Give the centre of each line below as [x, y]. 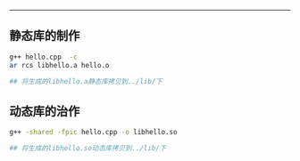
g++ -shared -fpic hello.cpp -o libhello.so [93, 133]
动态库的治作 [45, 111]
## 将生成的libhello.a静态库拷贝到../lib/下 [86, 81]
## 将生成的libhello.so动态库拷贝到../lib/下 [88, 149]
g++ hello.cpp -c [43, 57]
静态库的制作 [45, 36]
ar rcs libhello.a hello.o [59, 65]
